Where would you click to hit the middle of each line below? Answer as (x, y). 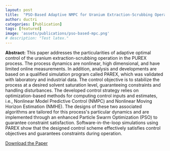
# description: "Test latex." (37, 39)
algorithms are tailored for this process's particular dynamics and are (77, 111)
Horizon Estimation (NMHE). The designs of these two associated (74, 106)
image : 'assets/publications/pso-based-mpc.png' (57, 33)
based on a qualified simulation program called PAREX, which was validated (84, 74)
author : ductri (21, 19)
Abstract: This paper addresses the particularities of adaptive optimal (78, 52)
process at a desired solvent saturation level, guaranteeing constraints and (83, 85)
